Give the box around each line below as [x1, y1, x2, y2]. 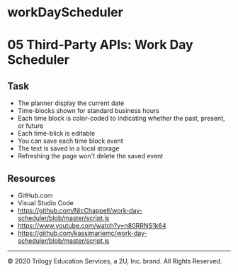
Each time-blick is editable [17, 129, 96, 138]
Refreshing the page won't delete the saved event [17, 152, 164, 161]
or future [17, 121, 44, 130]
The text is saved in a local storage [17, 144, 120, 153]
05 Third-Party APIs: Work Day [7, 37, 193, 53]
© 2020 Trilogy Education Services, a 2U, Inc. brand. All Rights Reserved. [7, 257, 222, 265]
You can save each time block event [17, 136, 123, 146]
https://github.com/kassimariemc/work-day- [17, 229, 147, 237]
